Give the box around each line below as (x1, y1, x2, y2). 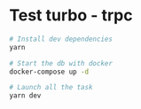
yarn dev (9, 91, 42, 100)
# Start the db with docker (9, 58, 114, 67)
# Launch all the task (9, 83, 93, 92)
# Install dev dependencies (9, 35, 114, 43)
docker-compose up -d (9, 67, 90, 76)
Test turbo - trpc (9, 5, 133, 26)
